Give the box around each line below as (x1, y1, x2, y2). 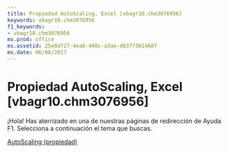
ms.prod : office (7, 36, 54, 43)
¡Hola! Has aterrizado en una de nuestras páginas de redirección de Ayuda (7, 116, 222, 125)
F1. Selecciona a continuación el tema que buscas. (7, 124, 153, 132)
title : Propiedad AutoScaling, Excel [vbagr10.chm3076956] (7, 10, 183, 17)
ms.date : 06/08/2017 (7, 49, 68, 56)
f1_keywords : (7, 23, 45, 30)
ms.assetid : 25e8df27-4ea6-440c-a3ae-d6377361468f (7, 42, 158, 49)
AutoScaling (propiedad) (7, 137, 78, 146)
